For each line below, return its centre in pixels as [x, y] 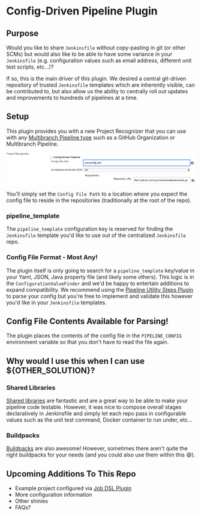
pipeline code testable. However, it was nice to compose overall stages [94, 407]
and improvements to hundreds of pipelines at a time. [72, 98]
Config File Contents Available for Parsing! [88, 321]
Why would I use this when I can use [76, 361]
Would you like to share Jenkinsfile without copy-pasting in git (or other [96, 48]
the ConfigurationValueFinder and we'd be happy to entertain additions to [98, 283]
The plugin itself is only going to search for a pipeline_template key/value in [100, 270]
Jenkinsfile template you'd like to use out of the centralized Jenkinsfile [96, 235]
